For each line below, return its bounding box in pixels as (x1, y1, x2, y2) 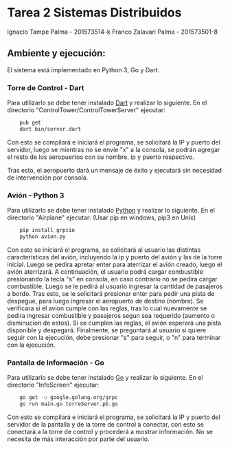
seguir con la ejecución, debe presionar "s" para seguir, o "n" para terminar (7, 333, 221, 341)
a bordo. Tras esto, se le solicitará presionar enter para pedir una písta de (7, 289, 215, 297)
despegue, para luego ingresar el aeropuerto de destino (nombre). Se (7, 297, 204, 305)
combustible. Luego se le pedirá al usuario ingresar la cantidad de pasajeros (7, 282, 223, 290)
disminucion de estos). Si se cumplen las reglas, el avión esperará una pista (7, 319, 222, 327)
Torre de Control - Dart (7, 83, 84, 92)
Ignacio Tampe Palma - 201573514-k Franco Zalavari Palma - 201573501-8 (7, 28, 218, 36)
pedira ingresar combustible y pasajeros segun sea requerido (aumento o (7, 311, 215, 319)
